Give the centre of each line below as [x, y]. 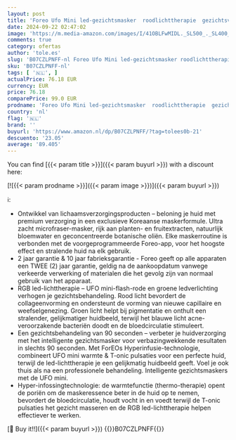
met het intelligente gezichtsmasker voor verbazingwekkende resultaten [122, 341]
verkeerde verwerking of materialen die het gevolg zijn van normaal [115, 273]
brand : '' [22, 125]
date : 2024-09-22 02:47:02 [47, 27]
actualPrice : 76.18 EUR [42, 79]
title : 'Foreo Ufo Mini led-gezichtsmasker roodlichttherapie [102, 20]
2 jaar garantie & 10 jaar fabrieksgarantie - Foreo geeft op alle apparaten [122, 259]
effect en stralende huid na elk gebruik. [74, 251]
